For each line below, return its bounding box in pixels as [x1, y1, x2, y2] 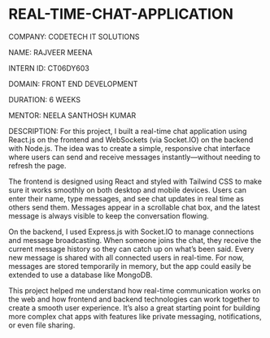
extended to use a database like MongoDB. [8, 270, 153, 279]
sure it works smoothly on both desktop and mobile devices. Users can [8, 184, 246, 195]
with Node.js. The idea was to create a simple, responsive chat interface [8, 143, 250, 153]
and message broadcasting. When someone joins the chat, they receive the [8, 235, 262, 245]
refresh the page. [8, 160, 67, 171]
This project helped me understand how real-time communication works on [8, 285, 262, 295]
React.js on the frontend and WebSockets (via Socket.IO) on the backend [8, 135, 254, 145]
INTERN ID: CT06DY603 [8, 63, 89, 73]
